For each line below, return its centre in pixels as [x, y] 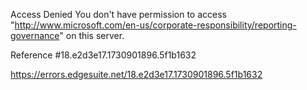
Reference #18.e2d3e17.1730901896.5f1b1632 [103, 55]
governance [35, 35]
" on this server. [92, 35]
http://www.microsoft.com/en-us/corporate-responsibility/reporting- [155, 25]
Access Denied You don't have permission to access [118, 14]
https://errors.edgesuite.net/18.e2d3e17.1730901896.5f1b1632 [136, 74]
